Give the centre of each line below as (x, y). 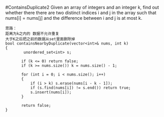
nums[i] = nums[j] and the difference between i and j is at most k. (74, 18)
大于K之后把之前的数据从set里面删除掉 (40, 39)
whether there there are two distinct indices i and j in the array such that (81, 13)
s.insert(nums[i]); (51, 92)
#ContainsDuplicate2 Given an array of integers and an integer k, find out (82, 7)
